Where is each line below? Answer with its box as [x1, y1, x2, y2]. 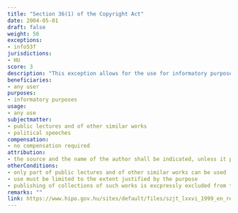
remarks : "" [7, 189, 42, 196]
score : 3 [7, 63, 33, 70]
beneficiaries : [7, 76, 52, 84]
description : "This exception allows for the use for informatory [7, 70, 208, 77]
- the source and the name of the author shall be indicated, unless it [7, 155, 227, 163]
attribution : [7, 149, 46, 156]
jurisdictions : [7, 50, 52, 58]
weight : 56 [7, 30, 40, 38]
